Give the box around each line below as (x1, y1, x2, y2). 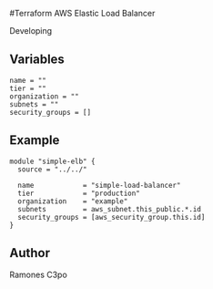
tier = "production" (17, 189, 141, 198)
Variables (9, 52, 66, 67)
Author (9, 245, 50, 261)
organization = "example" (17, 196, 128, 206)
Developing (9, 26, 53, 36)
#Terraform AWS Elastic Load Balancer (9, 8, 156, 18)
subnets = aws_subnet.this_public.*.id (17, 204, 202, 213)
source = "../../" (17, 164, 88, 174)
